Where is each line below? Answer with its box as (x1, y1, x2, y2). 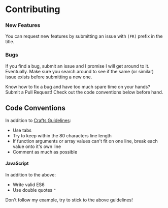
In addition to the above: (5, 171, 56, 177)
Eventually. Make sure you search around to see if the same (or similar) (5, 68, 154, 74)
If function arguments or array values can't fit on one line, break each (12, 138, 158, 144)
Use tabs (12, 127, 32, 133)
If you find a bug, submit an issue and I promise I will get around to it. (5, 63, 150, 69)
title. (5, 39, 15, 45)
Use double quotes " (12, 187, 56, 193)
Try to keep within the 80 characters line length (12, 132, 112, 138)
